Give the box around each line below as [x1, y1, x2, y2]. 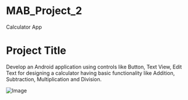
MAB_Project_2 [6, 4, 82, 18]
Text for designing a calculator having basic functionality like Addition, [6, 69, 175, 77]
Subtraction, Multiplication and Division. [6, 75, 102, 82]
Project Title [6, 44, 67, 57]
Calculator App [6, 23, 42, 30]
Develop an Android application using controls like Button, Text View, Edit [6, 63, 182, 70]
